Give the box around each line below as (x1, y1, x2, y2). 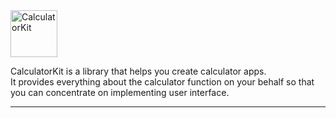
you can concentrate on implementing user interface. (10, 87, 230, 98)
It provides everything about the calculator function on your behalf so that (10, 76, 315, 88)
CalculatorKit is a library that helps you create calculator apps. (10, 65, 267, 77)
